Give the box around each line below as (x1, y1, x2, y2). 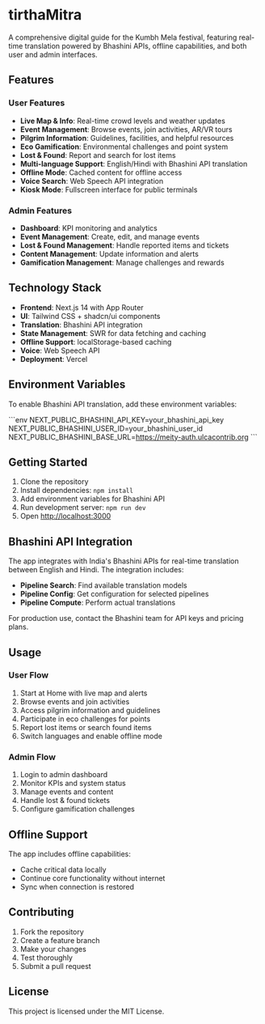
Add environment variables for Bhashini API (19, 494, 166, 504)
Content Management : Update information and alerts (19, 249, 200, 258)
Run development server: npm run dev (19, 503, 146, 512)
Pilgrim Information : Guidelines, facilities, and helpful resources (19, 133, 234, 142)
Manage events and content (19, 787, 114, 797)
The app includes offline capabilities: (8, 848, 131, 859)
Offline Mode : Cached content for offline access (19, 168, 183, 177)
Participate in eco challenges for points (19, 714, 151, 724)
